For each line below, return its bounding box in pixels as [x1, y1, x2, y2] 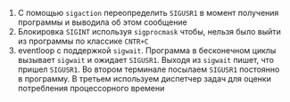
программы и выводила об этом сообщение [17, 17, 187, 27]
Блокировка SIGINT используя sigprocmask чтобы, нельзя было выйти [17, 27, 281, 36]
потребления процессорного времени [17, 83, 165, 93]
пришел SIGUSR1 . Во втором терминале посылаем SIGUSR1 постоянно [17, 64, 280, 75]
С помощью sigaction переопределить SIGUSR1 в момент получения [17, 8, 279, 18]
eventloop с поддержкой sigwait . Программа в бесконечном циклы [17, 45, 277, 56]
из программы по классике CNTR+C [17, 35, 149, 46]
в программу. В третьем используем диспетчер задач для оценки [17, 74, 272, 83]
